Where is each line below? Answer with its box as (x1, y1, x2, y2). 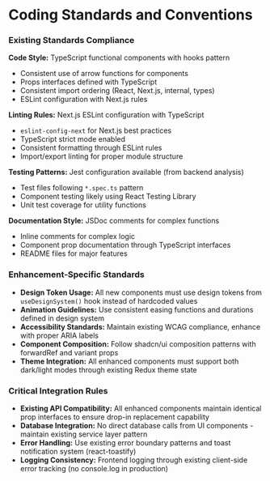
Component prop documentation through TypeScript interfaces (19, 240, 231, 250)
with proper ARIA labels (19, 330, 99, 340)
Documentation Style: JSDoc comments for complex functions (8, 216, 220, 226)
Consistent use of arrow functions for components (19, 69, 188, 79)
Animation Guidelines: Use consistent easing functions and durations (19, 304, 254, 314)
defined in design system (19, 313, 105, 323)
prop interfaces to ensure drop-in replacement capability (19, 412, 210, 422)
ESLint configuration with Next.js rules (19, 95, 148, 104)
